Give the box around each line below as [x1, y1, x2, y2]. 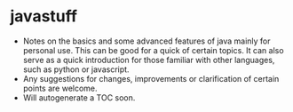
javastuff [10, 6, 78, 27]
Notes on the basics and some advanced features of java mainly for [22, 36, 271, 46]
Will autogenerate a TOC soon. [22, 92, 136, 103]
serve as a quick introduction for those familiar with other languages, [22, 54, 275, 65]
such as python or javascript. [22, 64, 130, 75]
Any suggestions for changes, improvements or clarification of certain [22, 73, 280, 84]
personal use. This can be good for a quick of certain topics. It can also [22, 44, 284, 55]
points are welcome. [22, 83, 98, 93]
